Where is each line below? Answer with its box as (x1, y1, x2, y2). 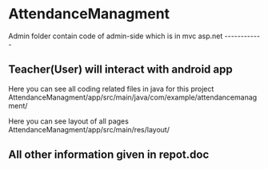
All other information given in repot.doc (8, 148, 210, 162)
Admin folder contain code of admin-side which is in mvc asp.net (8, 31, 223, 41)
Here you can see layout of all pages (8, 116, 130, 126)
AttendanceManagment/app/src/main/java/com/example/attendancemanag (8, 92, 258, 102)
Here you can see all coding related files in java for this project (8, 84, 214, 93)
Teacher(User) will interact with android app (8, 63, 234, 77)
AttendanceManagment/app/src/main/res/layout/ (8, 124, 170, 134)
